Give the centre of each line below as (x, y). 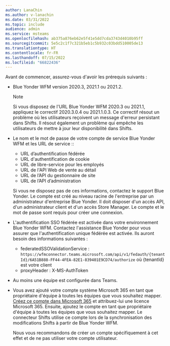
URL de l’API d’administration (50, 181)
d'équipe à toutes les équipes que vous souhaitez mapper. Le (77, 312)
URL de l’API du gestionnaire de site (58, 176)
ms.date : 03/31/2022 (27, 19)
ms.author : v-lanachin (29, 15)
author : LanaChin (24, 10)
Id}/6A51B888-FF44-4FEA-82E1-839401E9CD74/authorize (78, 260)
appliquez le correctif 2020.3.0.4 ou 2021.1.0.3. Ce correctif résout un (86, 112)
